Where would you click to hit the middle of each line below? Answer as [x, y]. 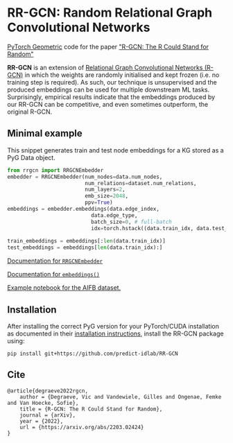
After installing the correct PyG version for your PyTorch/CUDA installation [113, 326]
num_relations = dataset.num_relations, [140, 183]
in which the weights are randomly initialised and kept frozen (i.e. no [122, 75]
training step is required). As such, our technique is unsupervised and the [112, 82]
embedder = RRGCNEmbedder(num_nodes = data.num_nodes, [85, 177]
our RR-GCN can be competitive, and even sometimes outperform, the [108, 104]
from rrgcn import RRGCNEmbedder [55, 170]
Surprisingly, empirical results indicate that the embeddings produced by [111, 97]
